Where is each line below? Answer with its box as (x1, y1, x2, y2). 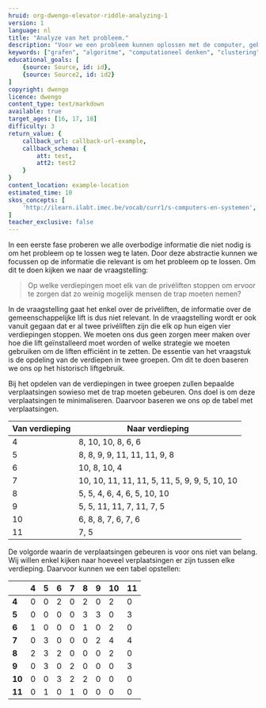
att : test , (36, 152, 73, 160)
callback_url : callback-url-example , (22, 137, 147, 145)
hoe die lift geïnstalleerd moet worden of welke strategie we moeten (8, 338, 230, 348)
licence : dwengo (8, 93, 62, 101)
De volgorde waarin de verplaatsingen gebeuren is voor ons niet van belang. (8, 547, 258, 556)
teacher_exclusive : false (8, 218, 93, 226)
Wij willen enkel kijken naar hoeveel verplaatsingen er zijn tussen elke (8, 556, 235, 565)
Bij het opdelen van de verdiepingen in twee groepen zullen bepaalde (8, 379, 235, 389)
